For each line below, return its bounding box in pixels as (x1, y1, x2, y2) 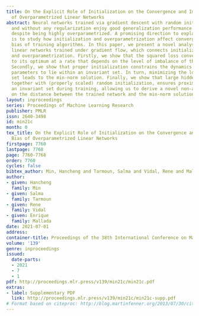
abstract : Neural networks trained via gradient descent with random (6, 20, 182, 25)
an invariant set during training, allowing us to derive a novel (11, 86, 179, 92)
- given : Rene (6, 202, 41, 208)
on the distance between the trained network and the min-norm (11, 91, 171, 97)
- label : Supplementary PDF (6, 290, 76, 296)
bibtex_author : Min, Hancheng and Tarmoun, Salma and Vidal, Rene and (6, 168, 184, 175)
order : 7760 (6, 158, 36, 164)
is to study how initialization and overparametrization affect (11, 36, 174, 42)
